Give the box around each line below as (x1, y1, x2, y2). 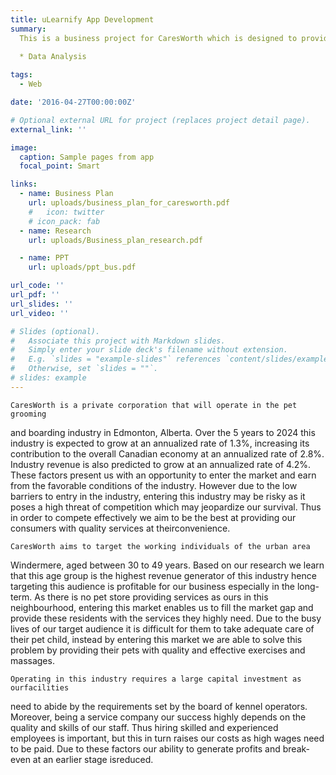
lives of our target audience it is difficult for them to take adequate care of (10, 622, 315, 635)
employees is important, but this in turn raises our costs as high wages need (10, 732, 325, 744)
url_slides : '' (10, 299, 74, 309)
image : (10, 142, 38, 153)
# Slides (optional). (10, 326, 101, 336)
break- (282, 742, 311, 755)
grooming (10, 409, 47, 419)
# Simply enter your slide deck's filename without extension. (10, 345, 288, 355)
